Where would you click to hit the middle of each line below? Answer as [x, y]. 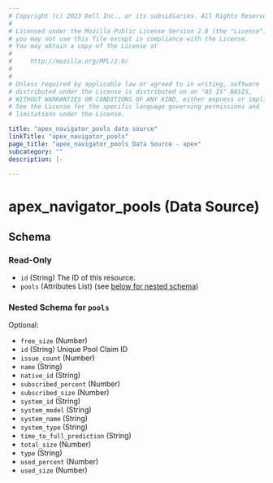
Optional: [24, 325]
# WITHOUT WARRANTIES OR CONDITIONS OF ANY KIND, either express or [127, 99]
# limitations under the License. [67, 115]
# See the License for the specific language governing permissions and [134, 107]
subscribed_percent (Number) [70, 384]
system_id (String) [50, 401]
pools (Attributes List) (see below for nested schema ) [109, 286]
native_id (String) [50, 376]
